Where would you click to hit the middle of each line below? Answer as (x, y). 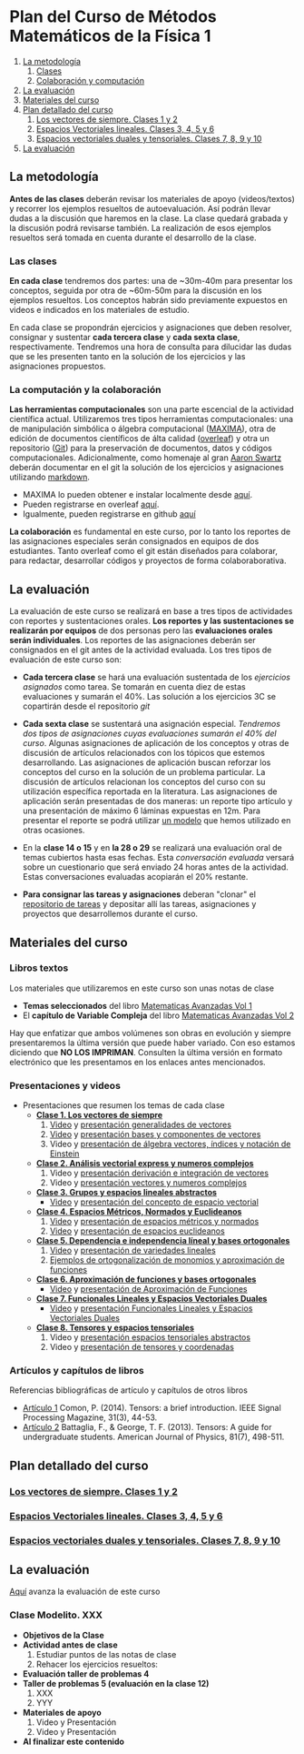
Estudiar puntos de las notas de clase (106, 1654)
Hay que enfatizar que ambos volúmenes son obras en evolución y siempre (151, 1033)
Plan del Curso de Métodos (113, 17)
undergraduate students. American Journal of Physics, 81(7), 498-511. (153, 1437)
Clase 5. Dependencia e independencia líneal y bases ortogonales (163, 1241)
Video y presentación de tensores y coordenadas (142, 1347)
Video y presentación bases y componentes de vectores (155, 1134)
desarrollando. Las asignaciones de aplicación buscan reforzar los (147, 762)
